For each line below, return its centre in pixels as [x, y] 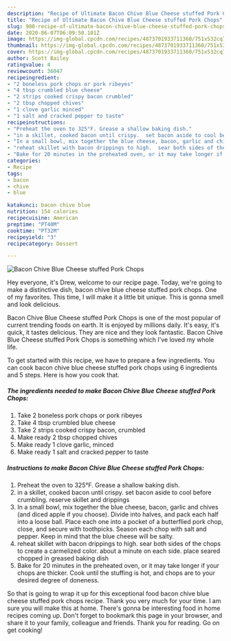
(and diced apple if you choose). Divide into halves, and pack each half [118, 514]
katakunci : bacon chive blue [49, 205]
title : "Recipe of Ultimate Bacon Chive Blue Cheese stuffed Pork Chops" [115, 20]
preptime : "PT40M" [33, 224]
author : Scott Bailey [38, 59]
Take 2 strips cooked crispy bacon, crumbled [81, 430]
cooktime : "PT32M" [33, 231]
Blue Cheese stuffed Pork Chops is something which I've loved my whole [111, 340]
